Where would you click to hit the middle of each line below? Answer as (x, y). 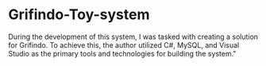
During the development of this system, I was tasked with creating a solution (133, 37)
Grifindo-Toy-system (79, 15)
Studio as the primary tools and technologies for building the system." (122, 53)
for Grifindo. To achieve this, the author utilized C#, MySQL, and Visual (124, 45)
